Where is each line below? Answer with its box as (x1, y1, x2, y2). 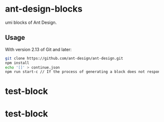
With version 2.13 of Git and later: (5, 46, 72, 52)
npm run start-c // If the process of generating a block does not (5, 70, 145, 74)
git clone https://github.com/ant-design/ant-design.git (5, 56, 123, 61)
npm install (5, 60, 29, 65)
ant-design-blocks (5, 3, 83, 15)
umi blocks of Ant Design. (5, 19, 57, 25)
